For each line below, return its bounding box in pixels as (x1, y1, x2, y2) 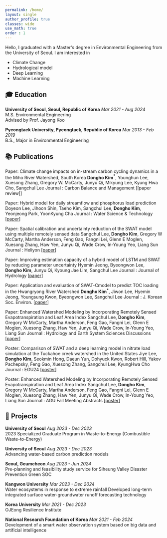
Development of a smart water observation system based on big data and (5, 521, 157, 527)
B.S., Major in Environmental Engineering (5, 137, 89, 143)
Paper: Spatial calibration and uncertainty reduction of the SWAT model (5, 226, 152, 232)
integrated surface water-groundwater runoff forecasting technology (5, 491, 147, 497)
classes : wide (5, 21, 35, 27)
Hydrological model (12, 65, 53, 71)
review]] (5, 190, 22, 196)
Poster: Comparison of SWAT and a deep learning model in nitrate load (5, 345, 151, 351)
